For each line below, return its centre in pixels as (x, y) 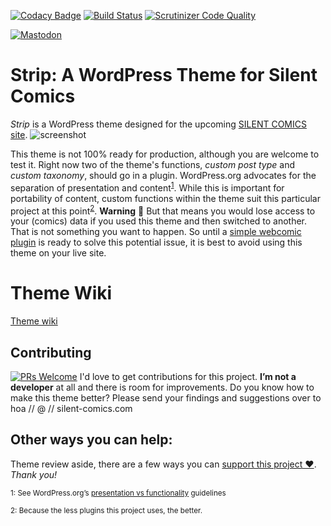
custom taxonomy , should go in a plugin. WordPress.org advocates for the (163, 175)
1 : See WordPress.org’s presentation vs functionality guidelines (118, 493)
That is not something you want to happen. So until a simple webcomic (156, 232)
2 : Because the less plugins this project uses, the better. (106, 510)
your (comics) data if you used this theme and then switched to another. (159, 221)
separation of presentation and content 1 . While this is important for (147, 187)
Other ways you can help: (91, 440)
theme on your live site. (58, 253)
